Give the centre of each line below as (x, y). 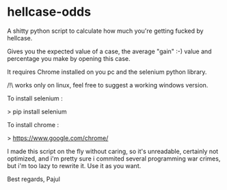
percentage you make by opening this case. (69, 58)
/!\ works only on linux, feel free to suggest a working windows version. (108, 85)
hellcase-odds (49, 12)
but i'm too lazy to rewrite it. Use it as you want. (74, 165)
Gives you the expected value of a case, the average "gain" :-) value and (109, 51)
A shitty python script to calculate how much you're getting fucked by (105, 31)
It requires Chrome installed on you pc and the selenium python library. (107, 72)
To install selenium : (35, 98)
